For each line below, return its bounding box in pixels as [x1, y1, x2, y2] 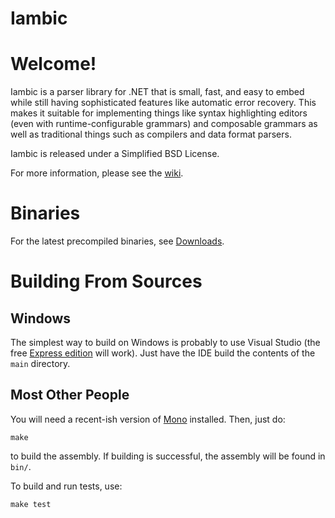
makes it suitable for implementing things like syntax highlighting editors [10, 107, 308, 119]
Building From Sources [10, 270, 203, 293]
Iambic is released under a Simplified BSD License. [10, 148, 220, 160]
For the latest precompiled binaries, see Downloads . [10, 235, 225, 247]
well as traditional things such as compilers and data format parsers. [10, 128, 292, 141]
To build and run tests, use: [10, 480, 123, 492]
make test [10, 499, 52, 509]
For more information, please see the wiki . [10, 167, 184, 179]
